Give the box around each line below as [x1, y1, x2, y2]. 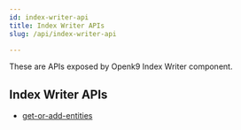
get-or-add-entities [21, 111, 93, 121]
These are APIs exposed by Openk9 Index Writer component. [9, 61, 233, 72]
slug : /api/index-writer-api [9, 29, 117, 38]
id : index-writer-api [9, 12, 89, 22]
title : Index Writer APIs [9, 21, 105, 30]
